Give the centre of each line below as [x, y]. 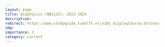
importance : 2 [20, 32]
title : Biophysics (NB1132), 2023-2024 [46, 14]
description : [18, 19]
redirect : [15, 23]
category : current [24, 37]
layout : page [18, 10]
